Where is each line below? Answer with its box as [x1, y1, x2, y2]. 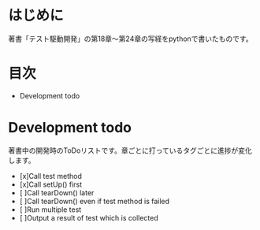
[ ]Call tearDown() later [19, 187, 95, 197]
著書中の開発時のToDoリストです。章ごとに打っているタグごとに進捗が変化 [8, 146, 252, 155]
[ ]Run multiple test [19, 205, 82, 214]
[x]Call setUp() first [19, 180, 83, 189]
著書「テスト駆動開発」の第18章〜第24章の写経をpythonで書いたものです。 [8, 34, 254, 43]
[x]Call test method [19, 171, 83, 180]
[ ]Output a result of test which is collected [19, 213, 159, 222]
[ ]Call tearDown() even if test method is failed [19, 196, 170, 206]
